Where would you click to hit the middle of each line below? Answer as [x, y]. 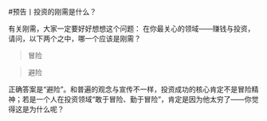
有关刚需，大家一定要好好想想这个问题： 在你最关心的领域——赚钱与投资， [132, 29]
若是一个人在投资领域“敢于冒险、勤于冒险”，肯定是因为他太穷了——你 [137, 99]
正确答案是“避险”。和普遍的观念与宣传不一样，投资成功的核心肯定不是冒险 [130, 89]
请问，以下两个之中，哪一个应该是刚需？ [75, 39]
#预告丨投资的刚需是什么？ [53, 12]
